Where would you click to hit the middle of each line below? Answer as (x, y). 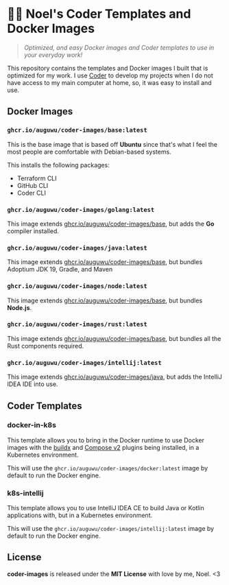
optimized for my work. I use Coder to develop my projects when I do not (110, 75)
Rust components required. (46, 346)
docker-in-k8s (32, 425)
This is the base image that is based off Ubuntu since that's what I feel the (112, 144)
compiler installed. (33, 231)
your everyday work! (53, 55)
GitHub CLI (33, 185)
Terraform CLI (37, 178)
